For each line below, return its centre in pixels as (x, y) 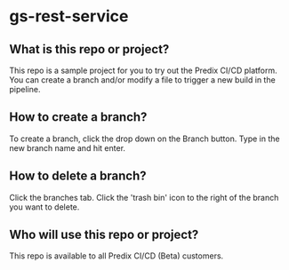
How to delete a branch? (78, 176)
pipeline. (25, 89)
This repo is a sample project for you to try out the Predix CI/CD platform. (143, 70)
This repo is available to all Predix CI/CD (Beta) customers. (116, 256)
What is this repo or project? (89, 49)
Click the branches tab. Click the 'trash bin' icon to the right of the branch (144, 197)
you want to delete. (44, 207)
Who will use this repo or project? (104, 235)
